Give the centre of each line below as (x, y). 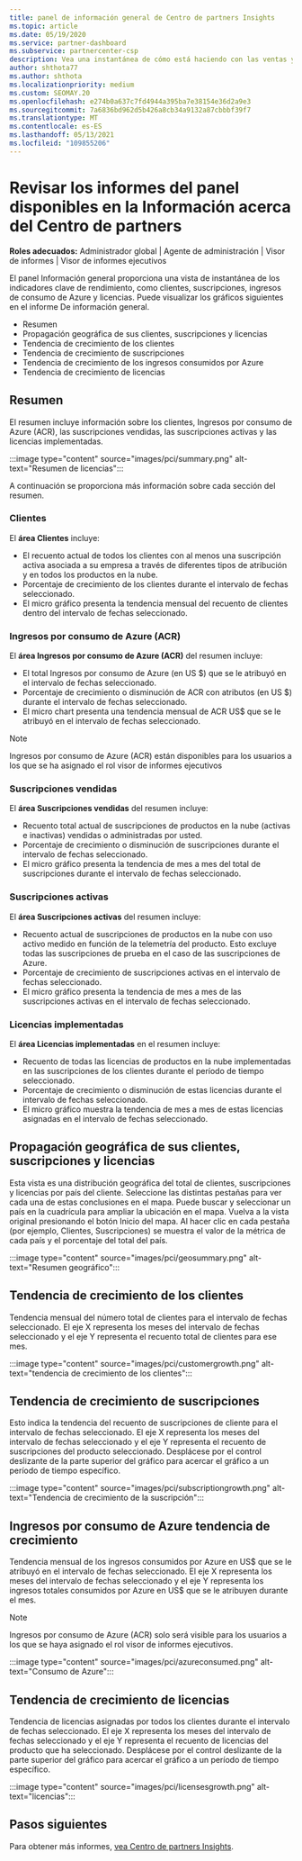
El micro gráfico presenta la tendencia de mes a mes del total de (141, 864)
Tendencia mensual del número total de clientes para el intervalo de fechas (148, 1317)
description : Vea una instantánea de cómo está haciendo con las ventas (148, 59)
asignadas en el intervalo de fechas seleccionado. (115, 1118)
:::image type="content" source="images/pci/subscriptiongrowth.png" (140, 1488)
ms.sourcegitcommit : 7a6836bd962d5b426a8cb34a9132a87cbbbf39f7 (130, 110)
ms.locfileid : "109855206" (60, 143)
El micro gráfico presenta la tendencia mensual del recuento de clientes (155, 603)
